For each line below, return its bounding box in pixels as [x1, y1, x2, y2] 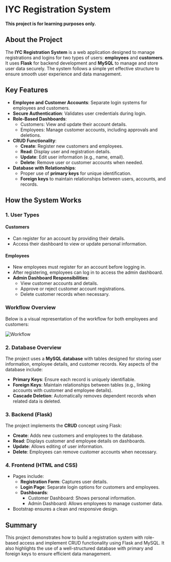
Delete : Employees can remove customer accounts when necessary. [12, 449, 158, 455]
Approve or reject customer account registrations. [20, 286, 126, 292]
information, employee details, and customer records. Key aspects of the [5, 360, 158, 367]
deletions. [20, 132, 41, 138]
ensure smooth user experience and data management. [5, 71, 122, 77]
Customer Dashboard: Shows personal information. [28, 495, 136, 501]
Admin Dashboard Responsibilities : [12, 275, 89, 281]
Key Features [5, 86, 48, 94]
